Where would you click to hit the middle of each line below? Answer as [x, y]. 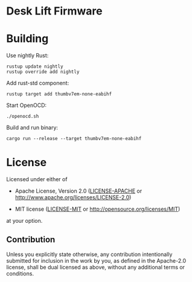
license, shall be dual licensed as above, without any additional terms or [96, 267]
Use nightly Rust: [27, 56]
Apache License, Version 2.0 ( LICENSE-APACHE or [78, 191]
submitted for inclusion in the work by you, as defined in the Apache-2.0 [96, 260]
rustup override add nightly [43, 72]
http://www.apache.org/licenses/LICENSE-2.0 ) [73, 197]
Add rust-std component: [38, 83]
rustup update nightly [35, 67]
